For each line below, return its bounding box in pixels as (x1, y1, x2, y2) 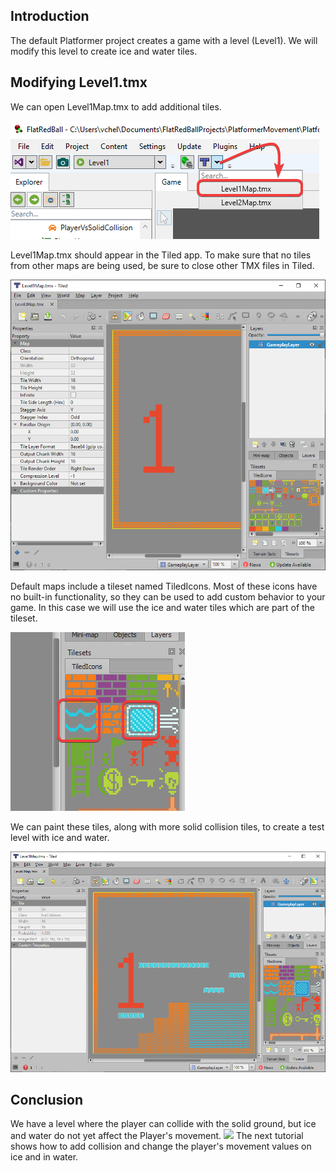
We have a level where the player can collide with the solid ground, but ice (10, 1118, 317, 1130)
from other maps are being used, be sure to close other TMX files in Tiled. (10, 259, 315, 271)
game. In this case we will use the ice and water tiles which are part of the (10, 601, 316, 613)
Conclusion (10, 1092, 84, 1109)
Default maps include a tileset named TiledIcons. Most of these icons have (10, 580, 318, 592)
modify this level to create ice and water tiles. (10, 45, 198, 57)
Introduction (10, 8, 90, 25)
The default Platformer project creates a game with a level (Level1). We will (10, 34, 318, 46)
